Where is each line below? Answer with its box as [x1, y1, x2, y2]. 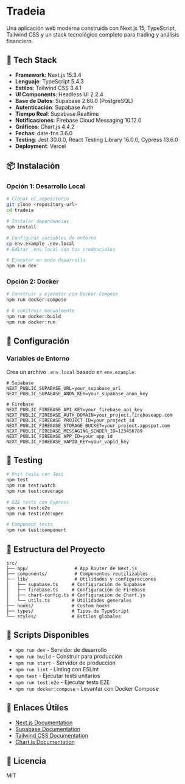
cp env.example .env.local [6, 241, 75, 247]
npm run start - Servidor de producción [15, 659, 116, 666]
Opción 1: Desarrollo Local [6, 182, 85, 191]
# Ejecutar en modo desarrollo [6, 257, 86, 263]
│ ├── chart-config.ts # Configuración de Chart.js [6, 592, 146, 598]
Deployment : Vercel [15, 142, 66, 150]
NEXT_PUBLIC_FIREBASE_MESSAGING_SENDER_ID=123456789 [6, 428, 143, 434]
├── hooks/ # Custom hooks [6, 603, 111, 609]
